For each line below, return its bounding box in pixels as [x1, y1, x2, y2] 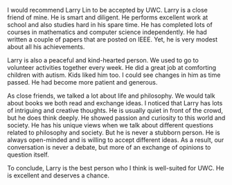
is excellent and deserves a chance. [7, 171, 109, 179]
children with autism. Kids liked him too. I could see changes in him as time [7, 71, 221, 79]
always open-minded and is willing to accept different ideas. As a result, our [7, 136, 224, 144]
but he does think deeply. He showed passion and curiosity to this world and [7, 114, 226, 122]
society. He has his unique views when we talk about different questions [7, 121, 213, 129]
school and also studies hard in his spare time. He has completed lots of [7, 21, 213, 28]
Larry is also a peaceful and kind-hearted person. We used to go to [7, 56, 199, 64]
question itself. [7, 150, 50, 159]
